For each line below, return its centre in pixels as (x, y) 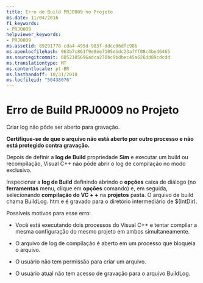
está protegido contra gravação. (48, 145)
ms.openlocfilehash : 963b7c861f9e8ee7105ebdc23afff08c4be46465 (88, 52)
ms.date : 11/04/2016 (33, 18)
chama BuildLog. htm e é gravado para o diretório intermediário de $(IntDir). (102, 201)
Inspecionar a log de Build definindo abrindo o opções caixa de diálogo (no (101, 182)
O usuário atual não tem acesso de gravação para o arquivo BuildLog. (103, 274)
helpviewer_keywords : (34, 35)
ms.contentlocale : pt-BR (38, 69)
